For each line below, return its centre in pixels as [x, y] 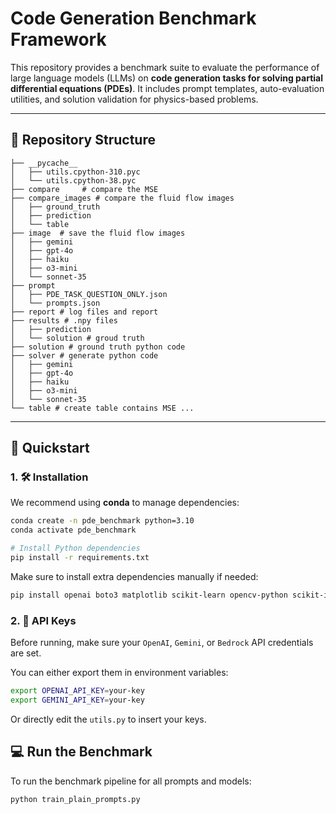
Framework [58, 39]
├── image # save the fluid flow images [98, 233]
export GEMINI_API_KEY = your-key [77, 700]
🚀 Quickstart [50, 448]
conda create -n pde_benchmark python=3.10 [102, 521]
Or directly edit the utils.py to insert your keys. [108, 719]
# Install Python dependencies [75, 548]
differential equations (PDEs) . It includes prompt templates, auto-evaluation [167, 88]
